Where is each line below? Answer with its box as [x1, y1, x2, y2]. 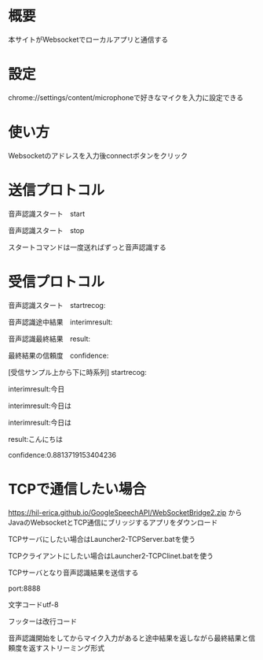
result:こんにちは [8, 434, 64, 443]
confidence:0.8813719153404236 [8, 450, 117, 459]
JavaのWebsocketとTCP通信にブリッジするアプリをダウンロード [8, 517, 218, 527]
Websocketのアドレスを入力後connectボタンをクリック [8, 150, 188, 160]
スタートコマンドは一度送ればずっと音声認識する [8, 242, 166, 252]
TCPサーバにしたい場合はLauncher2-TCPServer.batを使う [8, 534, 196, 543]
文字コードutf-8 [8, 599, 59, 609]
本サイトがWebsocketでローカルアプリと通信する [8, 35, 169, 44]
